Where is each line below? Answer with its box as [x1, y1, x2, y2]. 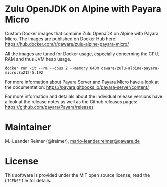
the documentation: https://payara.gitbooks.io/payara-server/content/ [5, 84, 149, 90]
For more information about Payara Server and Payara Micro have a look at [5, 79, 159, 85]
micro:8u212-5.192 [5, 70, 43, 75]
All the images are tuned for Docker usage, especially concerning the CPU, [5, 51, 159, 57]
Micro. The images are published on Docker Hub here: [5, 36, 117, 42]
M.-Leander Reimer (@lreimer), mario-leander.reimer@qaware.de [5, 138, 140, 144]
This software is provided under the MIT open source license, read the [5, 172, 150, 178]
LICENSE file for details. [5, 177, 51, 183]
